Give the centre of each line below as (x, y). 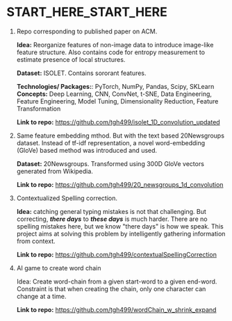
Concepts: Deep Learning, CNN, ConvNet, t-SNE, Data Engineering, (114, 94)
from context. (36, 241)
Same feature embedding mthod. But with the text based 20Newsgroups (121, 135)
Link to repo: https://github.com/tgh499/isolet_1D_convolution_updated (118, 122)
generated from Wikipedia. (55, 171)
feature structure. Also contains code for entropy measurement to (111, 52)
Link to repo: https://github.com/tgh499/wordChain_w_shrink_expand (116, 309)
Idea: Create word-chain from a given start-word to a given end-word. (117, 281)
